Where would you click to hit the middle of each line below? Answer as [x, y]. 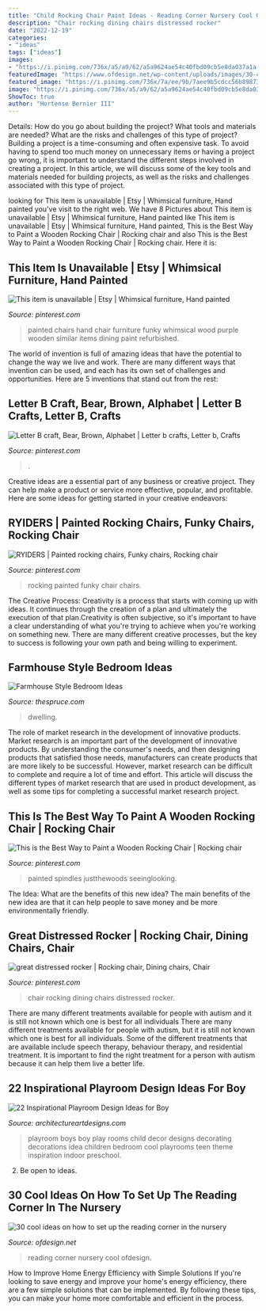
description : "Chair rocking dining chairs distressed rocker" [115, 23]
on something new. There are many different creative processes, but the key [133, 634]
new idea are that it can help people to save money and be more [113, 902]
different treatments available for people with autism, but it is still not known [132, 1030]
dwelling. [42, 717]
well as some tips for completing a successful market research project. [124, 791]
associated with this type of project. [66, 185]
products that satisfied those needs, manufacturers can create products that [133, 758]
